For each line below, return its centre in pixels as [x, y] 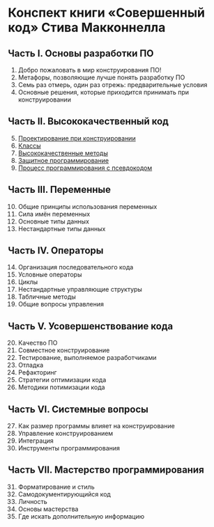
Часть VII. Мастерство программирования [106, 470]
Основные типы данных [54, 221]
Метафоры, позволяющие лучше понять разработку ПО [101, 77]
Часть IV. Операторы [56, 251]
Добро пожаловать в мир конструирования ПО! [90, 70]
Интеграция [36, 441]
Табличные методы [47, 297]
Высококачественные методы [63, 153]
